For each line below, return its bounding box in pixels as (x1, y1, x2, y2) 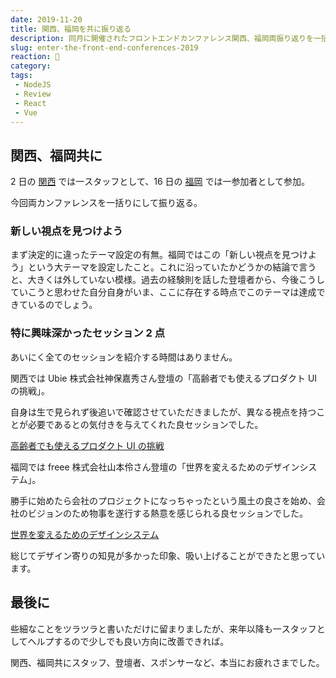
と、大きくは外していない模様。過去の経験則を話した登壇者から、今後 (10, 274, 300, 286)
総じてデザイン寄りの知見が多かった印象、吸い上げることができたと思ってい (10, 549, 326, 561)
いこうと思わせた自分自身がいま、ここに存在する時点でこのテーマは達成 (18, 286, 317, 298)
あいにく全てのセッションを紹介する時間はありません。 (10, 351, 238, 363)
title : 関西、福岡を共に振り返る (10, 24, 132, 34)
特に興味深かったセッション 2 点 (10, 326, 166, 340)
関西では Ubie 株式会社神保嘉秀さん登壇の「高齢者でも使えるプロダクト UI (10, 372, 318, 384)
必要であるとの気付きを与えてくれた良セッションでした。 (27, 418, 264, 430)
